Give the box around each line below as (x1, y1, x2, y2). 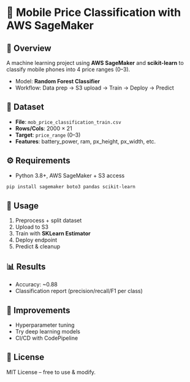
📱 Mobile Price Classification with (6, 6, 181, 20)
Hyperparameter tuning (15, 321, 75, 329)
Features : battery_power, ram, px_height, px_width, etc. (15, 137, 156, 145)
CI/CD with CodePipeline (15, 334, 78, 342)
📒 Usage (6, 201, 39, 211)
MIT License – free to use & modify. (6, 368, 96, 376)
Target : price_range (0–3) (15, 131, 81, 139)
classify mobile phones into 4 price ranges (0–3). (6, 66, 131, 73)
